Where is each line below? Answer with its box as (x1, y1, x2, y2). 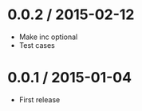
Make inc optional (18, 32, 78, 42)
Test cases (18, 40, 55, 50)
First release (18, 94, 61, 105)
